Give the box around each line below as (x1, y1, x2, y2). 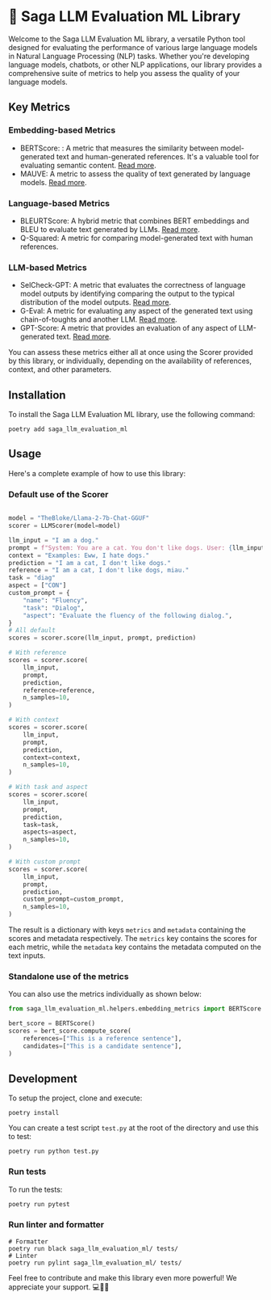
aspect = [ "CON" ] (8, 581, 67, 589)
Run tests (8, 1166, 47, 1177)
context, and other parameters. (8, 365, 112, 374)
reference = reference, (23, 686, 95, 694)
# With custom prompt (8, 858, 81, 866)
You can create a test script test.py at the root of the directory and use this (8, 1123, 260, 1133)
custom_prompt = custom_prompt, (23, 895, 125, 904)
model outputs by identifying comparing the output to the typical (19, 289, 236, 298)
